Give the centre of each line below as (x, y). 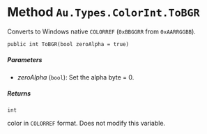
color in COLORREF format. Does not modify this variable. (86, 123)
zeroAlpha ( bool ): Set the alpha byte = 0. (76, 77)
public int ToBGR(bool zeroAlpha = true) (68, 44)
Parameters (25, 59)
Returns (19, 93)
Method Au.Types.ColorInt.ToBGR (103, 12)
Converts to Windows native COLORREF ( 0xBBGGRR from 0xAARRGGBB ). (102, 31)
